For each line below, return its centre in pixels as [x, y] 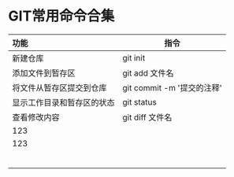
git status [140, 101]
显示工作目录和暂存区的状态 [64, 102]
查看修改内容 [36, 117]
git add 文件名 [149, 73]
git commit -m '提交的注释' [172, 87]
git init [134, 57]
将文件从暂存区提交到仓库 [60, 87]
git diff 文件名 [147, 117]
